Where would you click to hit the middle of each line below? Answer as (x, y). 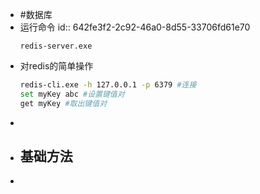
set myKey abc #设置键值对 (72, 94)
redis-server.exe (56, 46)
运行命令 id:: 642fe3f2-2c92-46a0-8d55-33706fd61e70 (135, 27)
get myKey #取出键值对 (63, 103)
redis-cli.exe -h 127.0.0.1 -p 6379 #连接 (108, 85)
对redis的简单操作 (56, 66)
